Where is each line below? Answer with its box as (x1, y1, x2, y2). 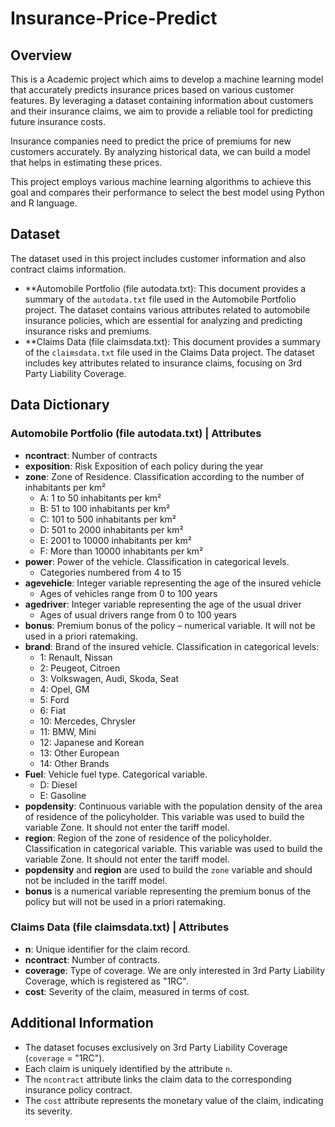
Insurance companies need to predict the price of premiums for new (10, 135, 292, 147)
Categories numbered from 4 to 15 (39, 566, 182, 578)
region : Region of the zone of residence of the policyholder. (24, 832, 272, 844)
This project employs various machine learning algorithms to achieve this (10, 176, 312, 187)
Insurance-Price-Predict (10, 7, 218, 30)
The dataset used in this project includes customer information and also (10, 252, 307, 264)
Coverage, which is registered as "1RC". (24, 975, 189, 987)
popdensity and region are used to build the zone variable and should (24, 863, 313, 876)
